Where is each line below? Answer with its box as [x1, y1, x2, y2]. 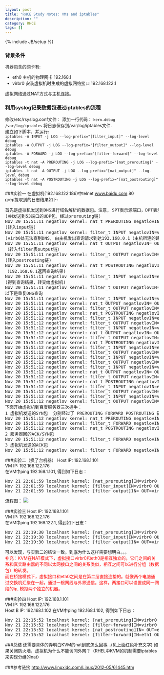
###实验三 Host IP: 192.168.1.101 [5, 508, 69, 514]
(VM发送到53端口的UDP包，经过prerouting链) [5, 213, 102, 219]
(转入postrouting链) [5, 257, 52, 263]
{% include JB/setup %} [5, 39, 54, 45]
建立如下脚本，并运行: [5, 128, 50, 135]
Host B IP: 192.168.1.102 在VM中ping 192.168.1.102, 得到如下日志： [5, 607, 136, 613]
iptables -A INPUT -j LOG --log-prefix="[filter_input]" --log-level [5, 134, 150, 139]
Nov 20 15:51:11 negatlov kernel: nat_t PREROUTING [5, 218, 132, 224]
